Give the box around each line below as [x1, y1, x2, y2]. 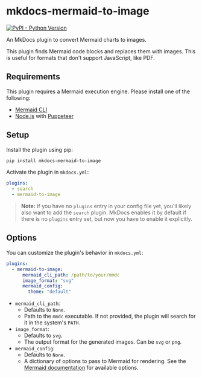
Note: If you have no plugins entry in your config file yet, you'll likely [21, 203, 192, 210]
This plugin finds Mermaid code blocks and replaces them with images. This [6, 47, 196, 55]
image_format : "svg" [22, 277, 74, 284]
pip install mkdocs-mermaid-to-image [6, 157, 101, 164]
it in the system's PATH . [24, 319, 80, 326]
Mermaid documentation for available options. [24, 364, 139, 372]
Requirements [6, 71, 60, 82]
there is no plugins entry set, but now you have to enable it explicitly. [21, 215, 193, 223]
